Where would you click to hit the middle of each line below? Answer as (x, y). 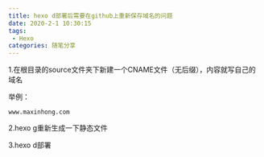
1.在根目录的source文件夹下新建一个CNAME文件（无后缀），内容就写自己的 (132, 70)
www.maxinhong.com (39, 112)
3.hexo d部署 (30, 145)
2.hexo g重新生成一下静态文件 (58, 128)
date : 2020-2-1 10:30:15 (50, 23)
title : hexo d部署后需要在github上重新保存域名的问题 (91, 16)
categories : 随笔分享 (42, 46)
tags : (17, 31)
